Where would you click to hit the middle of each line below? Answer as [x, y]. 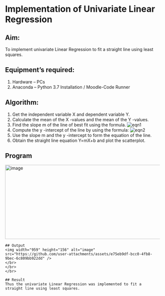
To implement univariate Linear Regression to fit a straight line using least [79, 49]
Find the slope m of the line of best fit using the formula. [69, 125]
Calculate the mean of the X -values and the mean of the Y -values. [80, 119]
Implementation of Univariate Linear [80, 9]
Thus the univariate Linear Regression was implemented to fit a [73, 284]
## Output [15, 246]
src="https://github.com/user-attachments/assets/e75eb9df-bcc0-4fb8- [79, 254]
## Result [15, 280]
